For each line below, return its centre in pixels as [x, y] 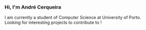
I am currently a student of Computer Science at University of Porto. [73, 18]
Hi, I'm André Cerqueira [33, 7]
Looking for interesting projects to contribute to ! [53, 22]
